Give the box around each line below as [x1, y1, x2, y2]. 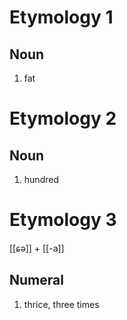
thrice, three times [23, 298, 100, 310]
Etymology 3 [9, 209, 117, 231]
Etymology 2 [9, 107, 117, 130]
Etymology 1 [9, 6, 114, 29]
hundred [23, 174, 59, 185]
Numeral [9, 272, 64, 289]
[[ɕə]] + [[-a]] [9, 242, 65, 254]
